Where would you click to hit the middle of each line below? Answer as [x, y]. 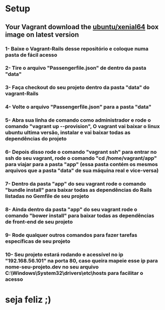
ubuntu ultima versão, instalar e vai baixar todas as [68, 133]
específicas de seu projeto [38, 241]
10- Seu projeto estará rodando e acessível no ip [64, 254]
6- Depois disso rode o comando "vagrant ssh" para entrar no [81, 152]
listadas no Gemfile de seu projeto [47, 196]
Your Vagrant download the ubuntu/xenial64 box [82, 27]
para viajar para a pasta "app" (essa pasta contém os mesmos [82, 165]
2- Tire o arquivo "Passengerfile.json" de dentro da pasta [76, 68]
